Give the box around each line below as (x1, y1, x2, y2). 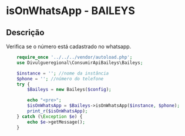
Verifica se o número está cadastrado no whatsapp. (6, 43, 132, 50)
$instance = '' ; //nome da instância (16, 70, 109, 76)
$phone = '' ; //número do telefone (16, 76, 104, 81)
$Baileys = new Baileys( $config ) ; (27, 87, 112, 93)
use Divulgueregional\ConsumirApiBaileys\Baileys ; (16, 60, 143, 66)
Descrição (6, 28, 45, 38)
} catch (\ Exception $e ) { (16, 113, 83, 120)
